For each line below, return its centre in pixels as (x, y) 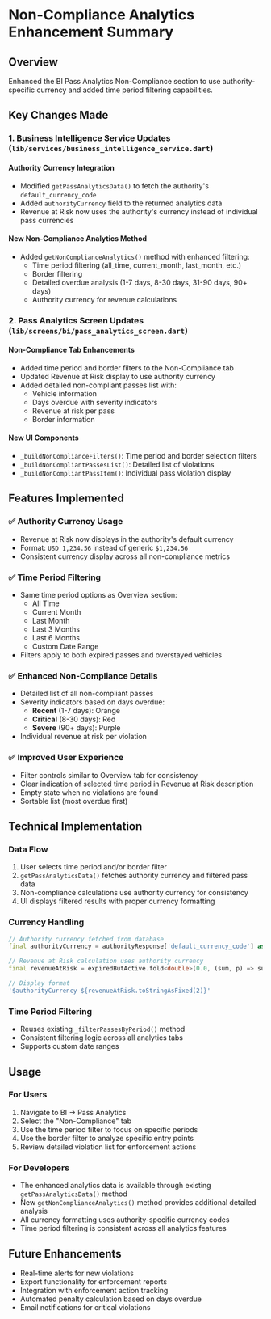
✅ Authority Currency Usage (66, 522)
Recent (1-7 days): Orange (76, 711)
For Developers (39, 1168)
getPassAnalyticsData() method (73, 1194)
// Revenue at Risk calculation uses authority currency (106, 961)
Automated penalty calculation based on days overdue (111, 1299)
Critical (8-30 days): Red (74, 719)
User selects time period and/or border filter (93, 867)
